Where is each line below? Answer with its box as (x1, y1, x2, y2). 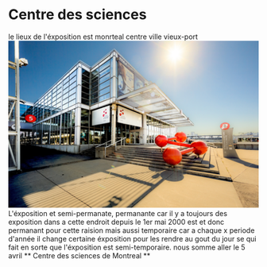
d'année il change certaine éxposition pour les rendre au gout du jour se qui (8, 234, 257, 243)
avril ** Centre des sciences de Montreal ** (8, 250, 151, 260)
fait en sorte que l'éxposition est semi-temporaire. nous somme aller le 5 (8, 242, 246, 252)
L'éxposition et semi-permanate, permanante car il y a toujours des (8, 208, 228, 218)
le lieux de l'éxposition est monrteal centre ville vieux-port (8, 32, 199, 41)
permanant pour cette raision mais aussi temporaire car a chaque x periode (8, 225, 255, 235)
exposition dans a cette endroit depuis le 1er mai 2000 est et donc (8, 217, 225, 226)
